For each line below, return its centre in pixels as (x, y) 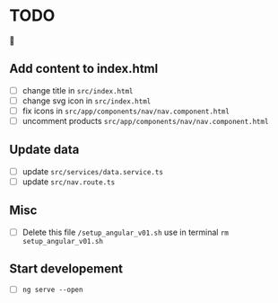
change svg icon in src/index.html (87, 101)
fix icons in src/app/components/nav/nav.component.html (126, 111)
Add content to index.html (84, 69)
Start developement (66, 269)
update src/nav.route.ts (69, 182)
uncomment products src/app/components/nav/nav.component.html (145, 120)
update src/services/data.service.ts (93, 171)
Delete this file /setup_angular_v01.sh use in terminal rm (125, 232)
